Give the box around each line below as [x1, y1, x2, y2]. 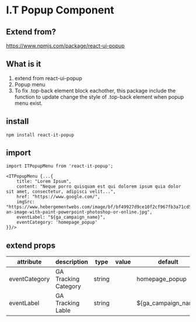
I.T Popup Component [6, 4, 115, 17]
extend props [6, 240, 56, 250]
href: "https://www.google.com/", [16, 194, 100, 200]
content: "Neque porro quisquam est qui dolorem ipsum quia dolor [16, 183, 181, 190]
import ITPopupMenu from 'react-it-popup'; [6, 163, 114, 169]
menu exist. [14, 99, 43, 106]
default [157, 258, 179, 266]
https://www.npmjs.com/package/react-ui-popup [6, 42, 125, 49]
